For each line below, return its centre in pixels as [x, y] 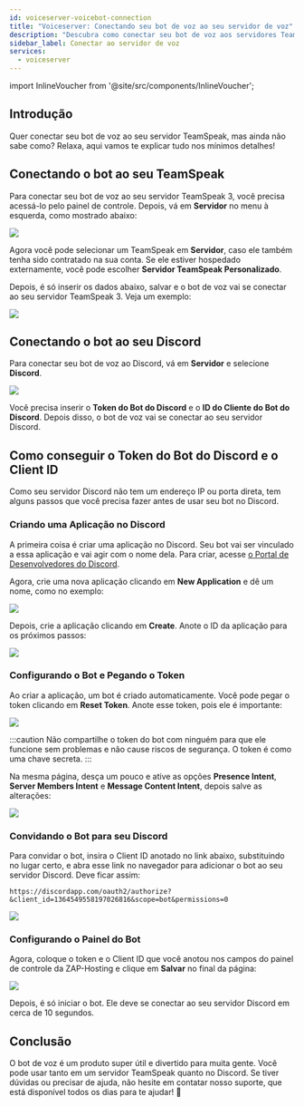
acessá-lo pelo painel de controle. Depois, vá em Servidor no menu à [139, 206]
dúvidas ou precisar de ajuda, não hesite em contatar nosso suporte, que [146, 1082]
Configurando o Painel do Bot [75, 939]
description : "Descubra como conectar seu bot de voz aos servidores [143, 34]
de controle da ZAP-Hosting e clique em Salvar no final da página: [133, 969]
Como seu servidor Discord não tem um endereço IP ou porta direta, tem [145, 491]
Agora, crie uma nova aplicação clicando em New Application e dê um [142, 581]
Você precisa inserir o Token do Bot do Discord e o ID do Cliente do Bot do [150, 408]
